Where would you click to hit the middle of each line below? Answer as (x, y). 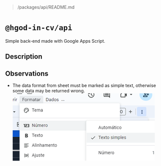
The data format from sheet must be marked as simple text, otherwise (84, 85)
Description (24, 57)
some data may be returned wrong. (49, 91)
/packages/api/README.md (46, 7)
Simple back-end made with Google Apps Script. (55, 41)
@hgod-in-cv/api (39, 28)
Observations (27, 73)
